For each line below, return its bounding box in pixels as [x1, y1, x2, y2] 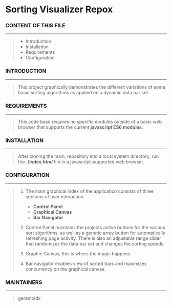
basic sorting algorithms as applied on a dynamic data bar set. [17, 89, 149, 95]
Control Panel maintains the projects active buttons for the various [25, 224, 165, 230]
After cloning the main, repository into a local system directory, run [17, 153, 159, 159]
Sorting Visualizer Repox [5, 4, 113, 15]
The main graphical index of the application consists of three [25, 188, 154, 194]
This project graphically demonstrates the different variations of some [17, 84, 165, 90]
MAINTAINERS [5, 278, 42, 285]
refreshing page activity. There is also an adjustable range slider [25, 235, 161, 241]
